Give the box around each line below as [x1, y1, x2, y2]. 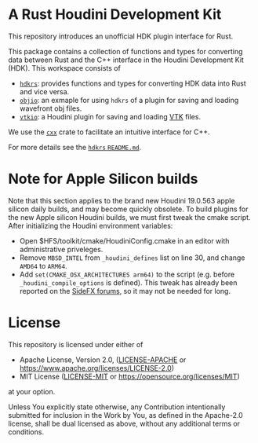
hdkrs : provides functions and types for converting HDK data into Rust [19, 79, 247, 88]
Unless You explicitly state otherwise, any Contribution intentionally [8, 402, 226, 412]
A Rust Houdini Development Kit [8, 5, 222, 24]
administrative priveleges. [19, 244, 104, 254]
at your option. [8, 386, 56, 396]
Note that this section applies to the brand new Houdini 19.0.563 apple [8, 196, 235, 205]
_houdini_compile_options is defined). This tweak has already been [19, 277, 238, 287]
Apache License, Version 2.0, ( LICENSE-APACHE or [19, 355, 187, 364]
